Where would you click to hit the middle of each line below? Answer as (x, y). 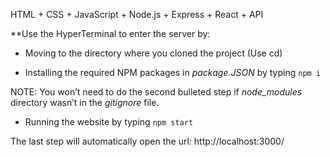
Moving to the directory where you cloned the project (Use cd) (153, 53)
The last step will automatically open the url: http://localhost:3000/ (147, 141)
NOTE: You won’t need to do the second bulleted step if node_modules (156, 92)
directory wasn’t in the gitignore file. (85, 102)
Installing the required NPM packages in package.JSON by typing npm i (173, 72)
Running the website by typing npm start (109, 122)
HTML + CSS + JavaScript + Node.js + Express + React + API (137, 14)
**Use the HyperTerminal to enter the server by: (110, 33)
